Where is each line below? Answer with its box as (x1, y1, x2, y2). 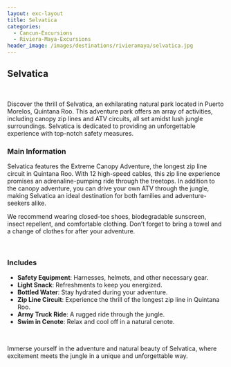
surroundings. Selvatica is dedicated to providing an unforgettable (7, 122, 196, 130)
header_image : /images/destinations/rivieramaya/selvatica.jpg (7, 42, 194, 49)
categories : (7, 23, 41, 30)
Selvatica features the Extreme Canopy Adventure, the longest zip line (7, 162, 207, 170)
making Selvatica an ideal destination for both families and (7, 192, 174, 200)
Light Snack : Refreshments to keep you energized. (17, 281, 163, 289)
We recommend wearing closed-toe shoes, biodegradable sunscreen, (7, 213, 207, 221)
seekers (7, 199, 30, 208)
